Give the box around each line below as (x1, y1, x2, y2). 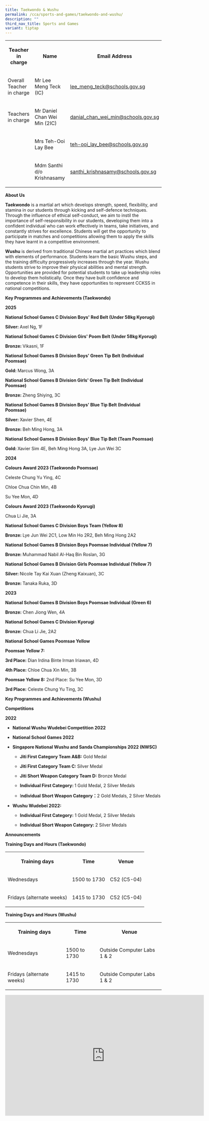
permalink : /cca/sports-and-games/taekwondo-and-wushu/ (5, 12, 123, 17)
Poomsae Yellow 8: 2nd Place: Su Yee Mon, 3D (5, 677, 103, 683)
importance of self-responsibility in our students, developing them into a (5, 218, 153, 224)
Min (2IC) (34, 120, 57, 127)
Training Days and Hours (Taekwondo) (5, 841, 86, 847)
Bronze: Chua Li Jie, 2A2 (5, 629, 57, 635)
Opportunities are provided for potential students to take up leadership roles (5, 269, 161, 276)
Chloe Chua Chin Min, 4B (5, 484, 57, 490)
